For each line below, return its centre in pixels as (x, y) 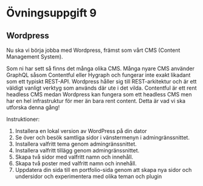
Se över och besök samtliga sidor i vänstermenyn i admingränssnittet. (102, 138)
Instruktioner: (23, 119)
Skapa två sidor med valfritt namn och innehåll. (74, 157)
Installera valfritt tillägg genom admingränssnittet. (77, 150)
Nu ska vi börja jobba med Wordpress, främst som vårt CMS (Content (93, 50)
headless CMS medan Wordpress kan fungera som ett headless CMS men (99, 94)
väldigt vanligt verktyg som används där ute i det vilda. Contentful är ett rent (101, 88)
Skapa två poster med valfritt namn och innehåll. (76, 163)
